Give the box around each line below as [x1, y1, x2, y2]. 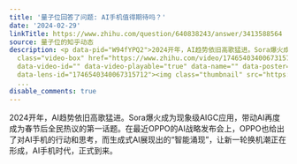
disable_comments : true [9, 86, 97, 95]
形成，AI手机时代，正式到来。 [9, 145, 118, 155]
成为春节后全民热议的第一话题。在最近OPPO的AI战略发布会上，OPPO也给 [9, 123, 278, 133]
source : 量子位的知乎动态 [9, 37, 95, 47]
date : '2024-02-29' [9, 21, 81, 30]
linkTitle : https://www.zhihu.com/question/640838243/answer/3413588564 [9, 29, 283, 38]
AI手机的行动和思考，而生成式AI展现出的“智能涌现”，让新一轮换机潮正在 [24, 134, 287, 145]
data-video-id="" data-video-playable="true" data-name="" [17, 63, 240, 71]
